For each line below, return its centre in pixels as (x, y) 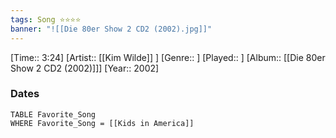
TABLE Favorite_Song (53, 114)
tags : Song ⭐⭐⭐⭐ (46, 19)
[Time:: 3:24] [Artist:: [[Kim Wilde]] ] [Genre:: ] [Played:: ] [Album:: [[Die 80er (168, 57)
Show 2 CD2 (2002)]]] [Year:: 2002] (85, 68)
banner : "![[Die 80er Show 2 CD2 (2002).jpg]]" (111, 29)
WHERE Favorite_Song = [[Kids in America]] (102, 123)
